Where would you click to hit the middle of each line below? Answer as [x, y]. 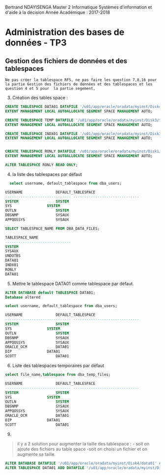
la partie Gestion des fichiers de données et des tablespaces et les [79, 84]
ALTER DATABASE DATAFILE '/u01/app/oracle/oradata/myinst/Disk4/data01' [81, 463]
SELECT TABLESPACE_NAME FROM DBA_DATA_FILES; [52, 229]
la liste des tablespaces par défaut [47, 174]
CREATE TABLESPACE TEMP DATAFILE [39, 120]
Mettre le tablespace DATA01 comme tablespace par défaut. [73, 283]
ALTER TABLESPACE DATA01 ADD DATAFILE [45, 468]
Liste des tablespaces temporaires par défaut [58, 366]
